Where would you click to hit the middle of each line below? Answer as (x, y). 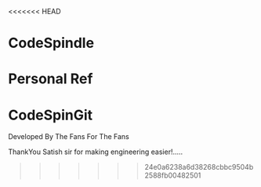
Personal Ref (51, 79)
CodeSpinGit (51, 115)
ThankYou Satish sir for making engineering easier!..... (96, 152)
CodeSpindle (51, 43)
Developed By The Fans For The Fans (69, 137)
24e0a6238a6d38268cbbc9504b (199, 167)
